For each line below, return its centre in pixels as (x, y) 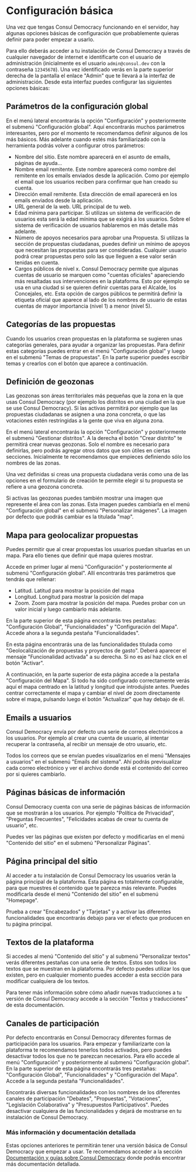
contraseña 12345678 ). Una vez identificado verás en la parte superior (90, 69)
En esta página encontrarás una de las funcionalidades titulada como (89, 644)
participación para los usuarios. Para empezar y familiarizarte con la (88, 1044)
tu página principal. (29, 924)
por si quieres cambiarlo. (36, 774)
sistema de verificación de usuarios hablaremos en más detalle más (96, 225)
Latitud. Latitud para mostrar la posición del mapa (74, 591)
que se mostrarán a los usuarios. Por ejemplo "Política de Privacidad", (90, 813)
